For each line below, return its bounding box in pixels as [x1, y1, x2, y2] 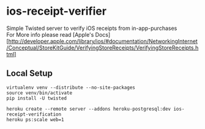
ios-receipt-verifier [6, 4, 107, 18]
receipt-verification [6, 111, 62, 117]
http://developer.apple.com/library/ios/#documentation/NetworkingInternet [8, 37, 198, 45]
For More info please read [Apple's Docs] [6, 31, 111, 38]
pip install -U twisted [6, 95, 67, 101]
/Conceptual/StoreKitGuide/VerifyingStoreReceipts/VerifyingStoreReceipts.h [6, 44, 199, 51]
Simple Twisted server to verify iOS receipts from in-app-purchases [6, 24, 177, 32]
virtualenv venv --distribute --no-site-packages [6, 84, 136, 90]
